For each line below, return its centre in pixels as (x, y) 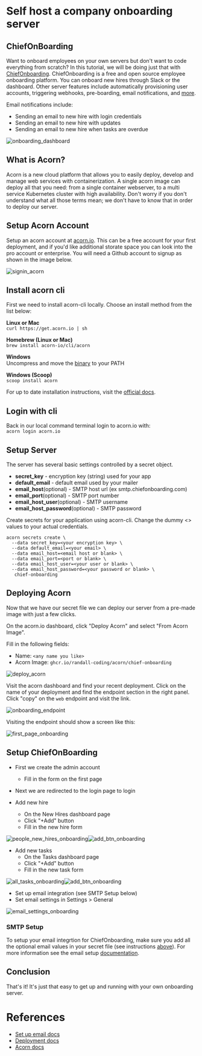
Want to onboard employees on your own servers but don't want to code (96, 61)
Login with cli (32, 411)
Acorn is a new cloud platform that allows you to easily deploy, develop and (100, 174)
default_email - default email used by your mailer (77, 483)
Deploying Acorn (39, 593)
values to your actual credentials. (47, 527)
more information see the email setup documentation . (73, 953)
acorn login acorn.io (33, 432)
